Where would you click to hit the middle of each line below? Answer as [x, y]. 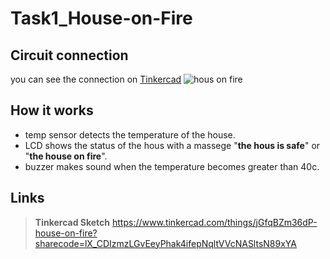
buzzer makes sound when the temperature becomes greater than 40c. [172, 166]
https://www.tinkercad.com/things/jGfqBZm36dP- [215, 222]
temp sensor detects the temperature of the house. [130, 134]
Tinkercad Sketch [72, 222]
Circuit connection [69, 55]
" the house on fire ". [66, 156]
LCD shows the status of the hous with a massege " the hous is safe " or [172, 145]
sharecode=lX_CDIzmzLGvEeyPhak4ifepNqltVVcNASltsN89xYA [165, 243]
